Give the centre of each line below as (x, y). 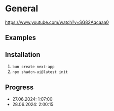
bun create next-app (33, 67)
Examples (20, 38)
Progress (19, 87)
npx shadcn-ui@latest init (40, 72)
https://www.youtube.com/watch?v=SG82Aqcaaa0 (57, 22)
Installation (23, 55)
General (22, 9)
